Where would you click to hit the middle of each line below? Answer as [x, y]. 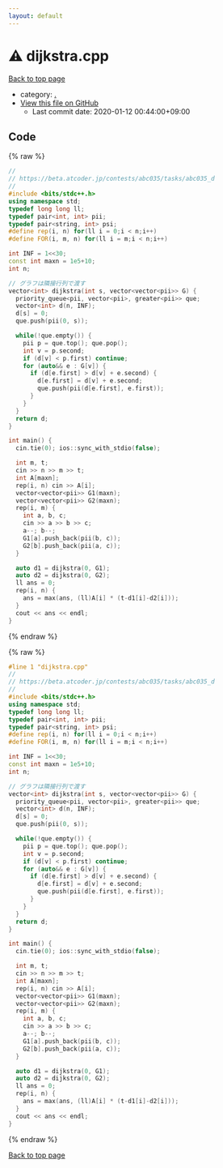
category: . [38, 94]
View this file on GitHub [59, 103]
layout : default [36, 16]
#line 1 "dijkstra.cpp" [48, 667]
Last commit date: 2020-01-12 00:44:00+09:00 [111, 111]
